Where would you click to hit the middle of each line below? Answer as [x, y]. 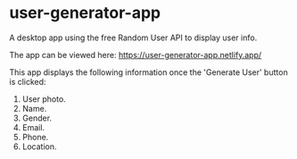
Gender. [37, 118]
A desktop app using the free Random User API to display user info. [133, 38]
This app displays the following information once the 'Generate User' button [148, 72]
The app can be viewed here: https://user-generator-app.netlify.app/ [136, 54]
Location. [39, 146]
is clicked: [28, 81]
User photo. [44, 99]
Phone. [35, 137]
